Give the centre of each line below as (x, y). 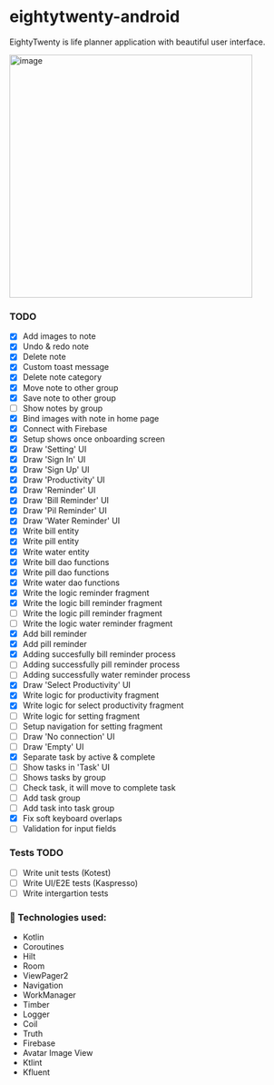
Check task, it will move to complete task (99, 787)
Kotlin (33, 937)
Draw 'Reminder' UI (59, 490)
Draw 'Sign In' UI (54, 459)
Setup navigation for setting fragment (93, 726)
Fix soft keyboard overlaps (72, 819)
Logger (36, 1014)
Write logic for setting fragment (81, 716)
